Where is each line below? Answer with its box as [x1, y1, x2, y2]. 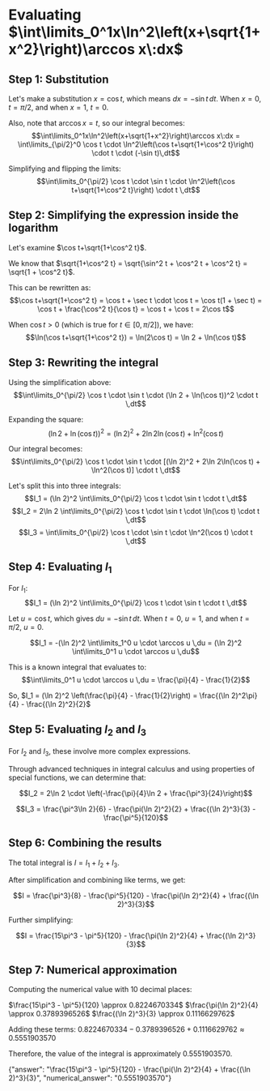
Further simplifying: [8, 915, 74, 925]
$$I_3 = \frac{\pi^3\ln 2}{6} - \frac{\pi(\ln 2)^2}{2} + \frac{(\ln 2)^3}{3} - [15, 804, 256, 814]
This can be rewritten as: [8, 282, 91, 293]
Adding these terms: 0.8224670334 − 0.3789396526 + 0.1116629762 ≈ [8, 1025, 245, 1034]
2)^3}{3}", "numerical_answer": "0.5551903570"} [8, 1073, 172, 1083]
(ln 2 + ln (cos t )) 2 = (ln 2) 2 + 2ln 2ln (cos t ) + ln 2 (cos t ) [48, 427, 224, 439]
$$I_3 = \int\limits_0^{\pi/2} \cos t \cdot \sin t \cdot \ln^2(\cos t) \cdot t [19, 528, 253, 537]
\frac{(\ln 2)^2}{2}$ [26, 700, 91, 709]
